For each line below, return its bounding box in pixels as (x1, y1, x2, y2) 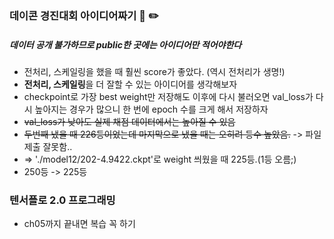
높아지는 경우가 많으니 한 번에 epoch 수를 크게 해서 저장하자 (34, 103, 269, 115)
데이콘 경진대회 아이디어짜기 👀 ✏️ (9, 8, 159, 22)
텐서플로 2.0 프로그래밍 (9, 193, 116, 207)
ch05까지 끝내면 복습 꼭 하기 (23, 218, 136, 230)
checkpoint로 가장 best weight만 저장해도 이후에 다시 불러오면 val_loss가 (23, 90, 314, 102)
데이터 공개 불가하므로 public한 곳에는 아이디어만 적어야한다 (9, 38, 242, 51)
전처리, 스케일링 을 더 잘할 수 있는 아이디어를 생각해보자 (23, 78, 238, 90)
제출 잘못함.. (23, 140, 73, 152)
